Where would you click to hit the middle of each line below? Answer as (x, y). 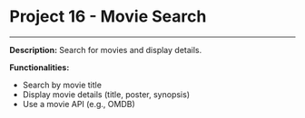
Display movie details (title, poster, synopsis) (106, 94)
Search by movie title (62, 85)
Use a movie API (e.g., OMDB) (79, 104)
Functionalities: (39, 67)
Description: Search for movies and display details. (106, 50)
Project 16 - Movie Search (108, 17)
